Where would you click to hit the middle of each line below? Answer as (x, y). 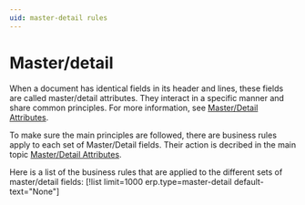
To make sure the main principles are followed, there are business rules (143, 135)
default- (249, 181)
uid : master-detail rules (58, 18)
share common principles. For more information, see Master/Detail (134, 108)
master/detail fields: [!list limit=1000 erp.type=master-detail (121, 181)
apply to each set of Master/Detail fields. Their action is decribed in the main (153, 144)
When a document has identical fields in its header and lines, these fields (147, 88)
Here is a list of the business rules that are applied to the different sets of (146, 172)
